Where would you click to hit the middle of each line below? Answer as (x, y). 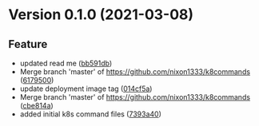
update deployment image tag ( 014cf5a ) (86, 89)
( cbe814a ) (36, 106)
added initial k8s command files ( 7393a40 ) (90, 114)
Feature (28, 44)
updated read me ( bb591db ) (66, 63)
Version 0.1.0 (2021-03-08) (101, 15)
